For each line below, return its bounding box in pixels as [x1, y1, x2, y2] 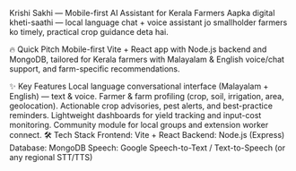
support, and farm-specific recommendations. [9, 64, 180, 74]
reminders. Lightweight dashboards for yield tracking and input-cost [9, 110, 262, 120]
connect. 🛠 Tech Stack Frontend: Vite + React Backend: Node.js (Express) [9, 130, 285, 140]
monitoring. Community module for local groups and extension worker [9, 120, 269, 130]
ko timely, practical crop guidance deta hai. [9, 27, 169, 37]
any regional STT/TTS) [9, 152, 93, 162]
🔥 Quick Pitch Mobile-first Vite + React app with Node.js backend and [9, 44, 267, 55]
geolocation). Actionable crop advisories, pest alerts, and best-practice [9, 100, 274, 111]
